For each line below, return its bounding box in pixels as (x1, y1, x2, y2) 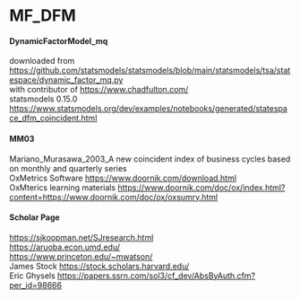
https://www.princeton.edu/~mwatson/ (9, 251, 153, 261)
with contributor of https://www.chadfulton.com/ (9, 84, 189, 95)
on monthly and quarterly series (9, 163, 127, 173)
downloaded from (9, 56, 75, 66)
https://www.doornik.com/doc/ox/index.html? (117, 181, 286, 193)
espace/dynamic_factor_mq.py (9, 75, 124, 85)
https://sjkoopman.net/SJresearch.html (9, 232, 154, 242)
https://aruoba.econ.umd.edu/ (9, 242, 121, 252)
